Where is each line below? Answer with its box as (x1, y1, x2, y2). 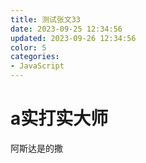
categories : (10, 52, 60, 62)
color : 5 (10, 42, 47, 53)
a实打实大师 (10, 107, 109, 130)
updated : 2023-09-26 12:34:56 (10, 33, 137, 43)
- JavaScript (10, 61, 65, 71)
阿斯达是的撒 (10, 142, 63, 154)
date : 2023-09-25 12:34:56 (10, 24, 123, 34)
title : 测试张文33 (10, 14, 82, 25)
